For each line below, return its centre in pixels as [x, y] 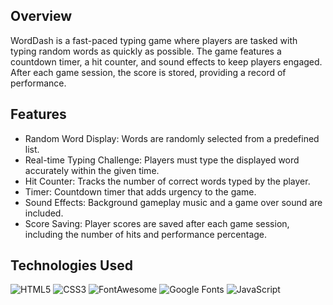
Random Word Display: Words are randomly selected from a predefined [172, 138]
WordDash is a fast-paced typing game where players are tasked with [154, 40]
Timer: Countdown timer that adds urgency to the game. [140, 191]
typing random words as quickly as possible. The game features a [146, 51]
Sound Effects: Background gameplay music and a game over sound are [173, 202]
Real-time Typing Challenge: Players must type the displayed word [162, 160]
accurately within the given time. [92, 170]
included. [44, 213]
